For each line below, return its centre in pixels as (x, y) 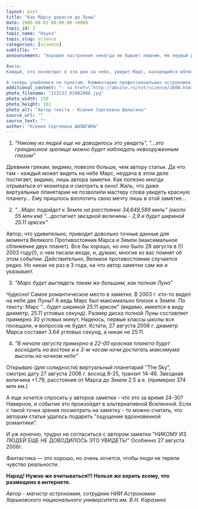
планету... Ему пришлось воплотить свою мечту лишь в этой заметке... (96, 198)
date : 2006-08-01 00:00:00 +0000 (47, 22)
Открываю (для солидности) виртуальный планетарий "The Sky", (88, 367)
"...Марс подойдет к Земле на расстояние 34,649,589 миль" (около (100, 210)
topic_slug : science (32, 39)
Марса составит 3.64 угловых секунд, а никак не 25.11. (75, 332)
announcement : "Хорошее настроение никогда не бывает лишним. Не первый (97, 56)
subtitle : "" (22, 50)
